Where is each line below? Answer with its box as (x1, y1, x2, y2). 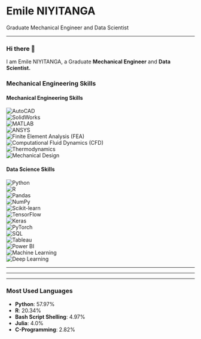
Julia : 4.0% (14, 319, 44, 326)
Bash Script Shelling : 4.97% (14, 313, 86, 320)
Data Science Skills (6, 166, 55, 173)
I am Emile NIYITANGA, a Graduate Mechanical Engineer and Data (6, 58, 171, 65)
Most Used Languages (6, 287, 73, 295)
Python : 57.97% (14, 300, 55, 307)
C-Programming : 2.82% (14, 326, 76, 333)
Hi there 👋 (6, 44, 36, 53)
